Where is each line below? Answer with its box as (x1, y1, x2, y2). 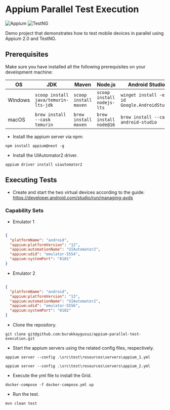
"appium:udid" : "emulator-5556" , (10, 303, 80, 308)
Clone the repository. (12, 322, 57, 328)
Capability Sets (5, 207, 44, 214)
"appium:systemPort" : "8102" (10, 308, 71, 313)
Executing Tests (5, 176, 57, 184)
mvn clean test (5, 401, 37, 406)
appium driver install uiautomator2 (5, 162, 82, 167)
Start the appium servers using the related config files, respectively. (12, 345, 154, 351)
